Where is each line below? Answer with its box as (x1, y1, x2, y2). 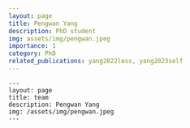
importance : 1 (8, 42, 57, 50)
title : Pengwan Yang (8, 19, 79, 28)
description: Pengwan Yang (8, 100, 100, 109)
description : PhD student (8, 27, 96, 35)
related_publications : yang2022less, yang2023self (8, 58, 184, 66)
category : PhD (8, 49, 57, 58)
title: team (8, 93, 49, 101)
